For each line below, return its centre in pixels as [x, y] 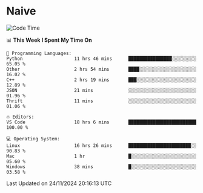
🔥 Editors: [20, 117]
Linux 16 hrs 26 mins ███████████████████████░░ [101, 146]
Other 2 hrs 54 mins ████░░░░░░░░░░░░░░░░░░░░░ [101, 69]
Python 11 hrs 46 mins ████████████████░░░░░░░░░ [101, 59]
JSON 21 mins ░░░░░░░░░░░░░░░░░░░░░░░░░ [101, 90]
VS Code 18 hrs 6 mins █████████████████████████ [101, 122]
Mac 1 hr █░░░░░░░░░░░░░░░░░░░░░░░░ [101, 156]
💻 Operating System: [33, 139]
